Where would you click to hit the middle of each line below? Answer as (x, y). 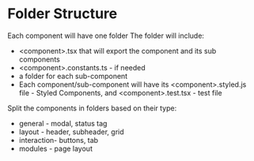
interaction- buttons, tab (59, 140)
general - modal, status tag (63, 123)
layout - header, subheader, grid (71, 132)
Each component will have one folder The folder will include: (106, 36)
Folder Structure (63, 14)
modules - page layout (55, 148)
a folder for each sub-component (73, 76)
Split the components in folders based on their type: (92, 108)
